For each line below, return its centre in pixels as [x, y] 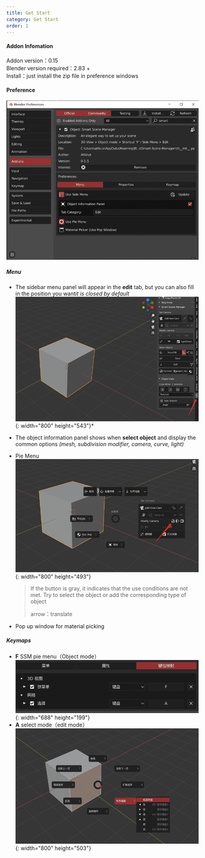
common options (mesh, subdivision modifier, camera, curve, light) [99, 444]
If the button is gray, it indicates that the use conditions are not [109, 588]
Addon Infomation [30, 46]
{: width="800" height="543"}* [55, 426]
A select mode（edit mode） [52, 725]
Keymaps [19, 640]
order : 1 [17, 26]
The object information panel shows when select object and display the [106, 438]
